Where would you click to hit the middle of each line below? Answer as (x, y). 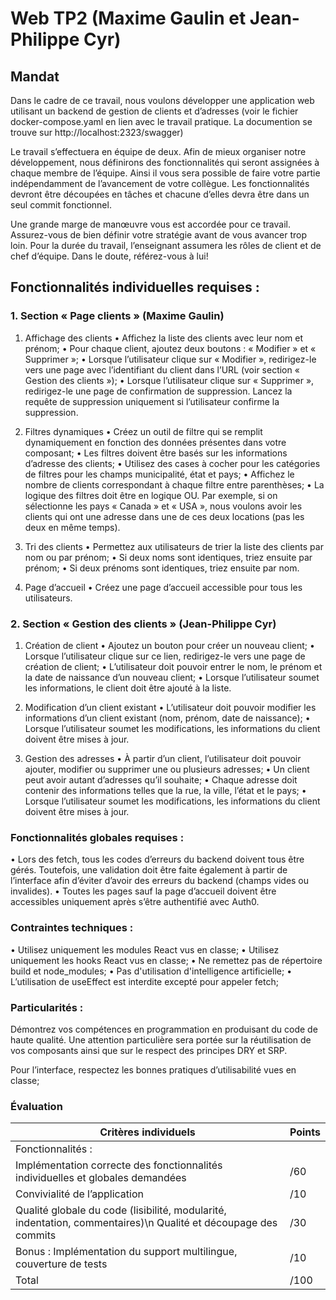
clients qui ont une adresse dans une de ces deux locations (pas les (164, 516)
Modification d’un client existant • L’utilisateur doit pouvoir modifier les (170, 707)
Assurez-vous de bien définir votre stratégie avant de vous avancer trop (159, 235)
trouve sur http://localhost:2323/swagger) (97, 132)
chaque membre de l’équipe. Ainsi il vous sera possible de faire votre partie (165, 173)
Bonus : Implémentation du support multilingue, (126, 1252)
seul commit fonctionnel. (61, 205)
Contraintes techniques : (72, 928)
